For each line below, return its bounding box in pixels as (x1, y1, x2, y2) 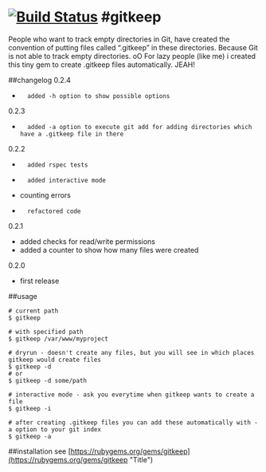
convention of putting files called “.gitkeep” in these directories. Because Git (8, 42, 259, 52)
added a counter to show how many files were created (19, 245, 199, 254)
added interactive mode (27, 176, 106, 184)
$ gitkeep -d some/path (8, 376, 88, 384)
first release (19, 276, 60, 285)
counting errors (19, 190, 72, 199)
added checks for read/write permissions (19, 236, 156, 246)
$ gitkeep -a (8, 432, 52, 440)
